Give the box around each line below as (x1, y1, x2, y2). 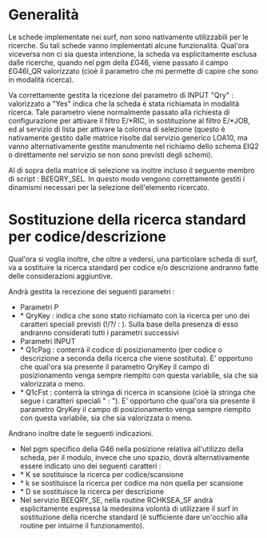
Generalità (8, 6, 79, 24)
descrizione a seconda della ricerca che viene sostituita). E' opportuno (19, 353, 253, 362)
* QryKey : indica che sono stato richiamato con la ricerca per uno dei (19, 310, 250, 320)
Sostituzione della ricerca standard (8, 211, 246, 229)
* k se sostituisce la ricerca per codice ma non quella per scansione (19, 478, 244, 487)
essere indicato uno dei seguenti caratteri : (19, 461, 161, 471)
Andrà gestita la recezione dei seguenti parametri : (8, 286, 175, 296)
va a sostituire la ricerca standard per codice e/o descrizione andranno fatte (8, 262, 259, 272)
